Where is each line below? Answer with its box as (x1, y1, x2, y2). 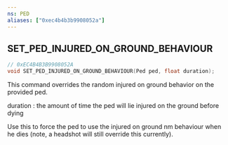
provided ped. (7, 88, 48, 97)
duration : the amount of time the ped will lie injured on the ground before (7, 102, 220, 110)
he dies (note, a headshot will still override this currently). (7, 130, 173, 139)
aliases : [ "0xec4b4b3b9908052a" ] (7, 17, 105, 24)
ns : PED (7, 10, 30, 18)
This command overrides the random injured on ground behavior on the (7, 81, 215, 89)
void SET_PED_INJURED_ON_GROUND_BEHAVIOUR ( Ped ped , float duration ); (7, 68, 215, 75)
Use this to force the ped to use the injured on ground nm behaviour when (7, 123, 222, 131)
